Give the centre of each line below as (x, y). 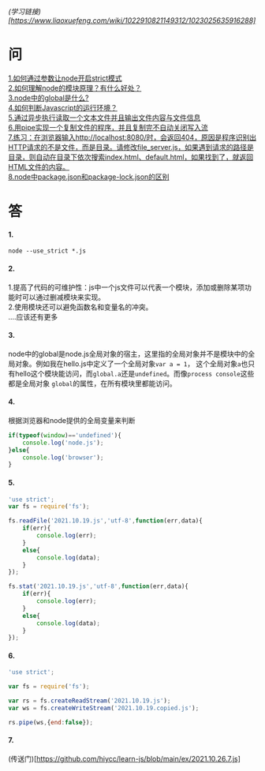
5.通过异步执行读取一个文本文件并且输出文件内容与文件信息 (105, 118)
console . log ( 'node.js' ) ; (63, 443)
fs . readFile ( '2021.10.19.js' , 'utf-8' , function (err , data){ (105, 521)
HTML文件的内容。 (39, 167)
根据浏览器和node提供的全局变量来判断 (72, 420)
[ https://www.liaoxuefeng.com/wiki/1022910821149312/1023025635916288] (132, 21)
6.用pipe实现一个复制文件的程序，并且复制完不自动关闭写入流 (108, 127)
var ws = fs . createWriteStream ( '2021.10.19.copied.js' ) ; (104, 709)
